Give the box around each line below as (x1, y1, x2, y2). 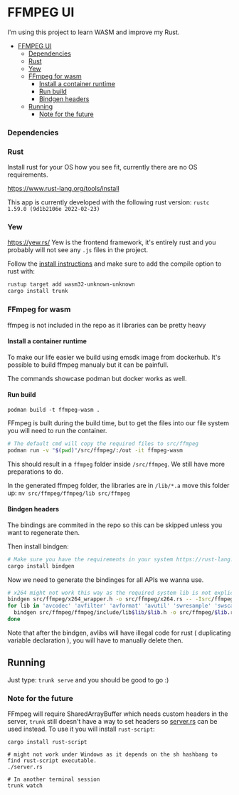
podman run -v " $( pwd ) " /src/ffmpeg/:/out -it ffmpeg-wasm (7, 447, 183, 454)
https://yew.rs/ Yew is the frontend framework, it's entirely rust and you (7, 238, 216, 246)
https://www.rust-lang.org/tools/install (7, 185, 119, 193)
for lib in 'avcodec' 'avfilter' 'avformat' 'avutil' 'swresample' (7, 603, 212, 610)
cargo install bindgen (7, 562, 75, 570)
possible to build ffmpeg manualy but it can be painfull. (7, 360, 169, 369)
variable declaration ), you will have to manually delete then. (7, 635, 184, 645)
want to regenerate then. (7, 528, 80, 536)
